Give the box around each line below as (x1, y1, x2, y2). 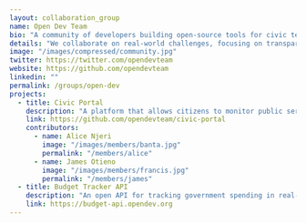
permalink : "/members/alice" (42, 148, 153, 157)
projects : (9, 89, 47, 98)
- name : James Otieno (33, 157, 117, 167)
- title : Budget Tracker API (17, 183, 128, 192)
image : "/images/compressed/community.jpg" (9, 47, 178, 56)
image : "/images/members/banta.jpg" (42, 140, 181, 149)
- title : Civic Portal (17, 97, 104, 107)
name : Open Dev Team (9, 22, 88, 31)
